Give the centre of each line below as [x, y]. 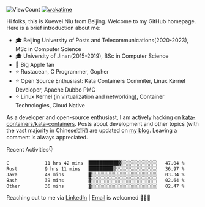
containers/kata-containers [41, 124]
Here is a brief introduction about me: [54, 28]
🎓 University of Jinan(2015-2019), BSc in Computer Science [92, 56]
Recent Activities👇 [30, 150]
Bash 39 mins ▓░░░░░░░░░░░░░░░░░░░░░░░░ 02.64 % [95, 180]
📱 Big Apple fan [35, 65]
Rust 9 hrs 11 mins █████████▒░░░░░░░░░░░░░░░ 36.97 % [95, 169]
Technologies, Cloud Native [50, 105]
